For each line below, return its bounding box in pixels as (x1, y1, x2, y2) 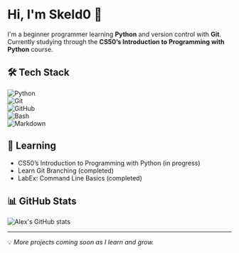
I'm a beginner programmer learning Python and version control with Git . (7, 30, 222, 38)
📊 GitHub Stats (7, 195, 77, 207)
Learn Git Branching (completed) (17, 166, 114, 175)
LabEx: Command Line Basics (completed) (17, 173, 142, 182)
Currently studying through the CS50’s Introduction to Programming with (7, 37, 225, 45)
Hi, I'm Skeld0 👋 (7, 6, 102, 23)
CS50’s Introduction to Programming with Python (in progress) (17, 158, 201, 167)
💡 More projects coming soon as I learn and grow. (7, 238, 154, 247)
